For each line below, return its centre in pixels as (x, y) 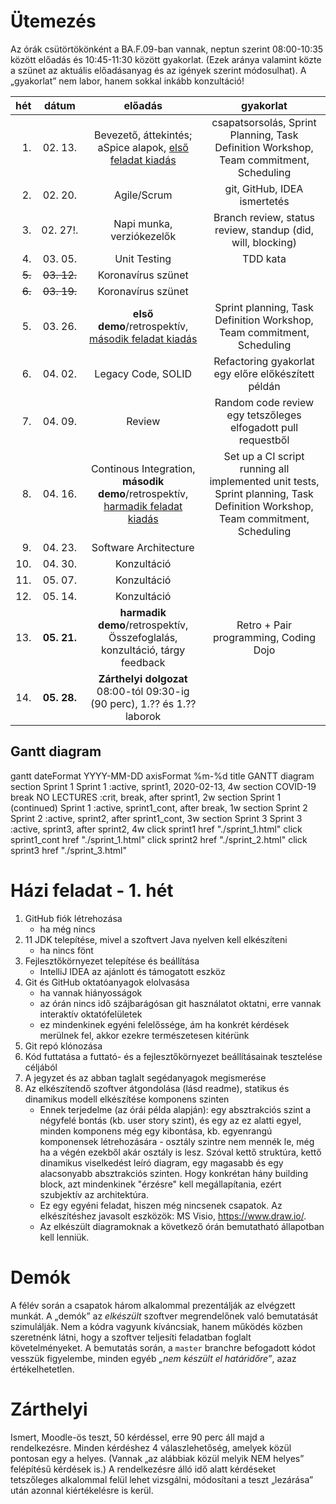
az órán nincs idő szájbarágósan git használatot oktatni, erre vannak (180, 1003)
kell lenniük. (64, 1237)
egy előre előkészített (264, 373)
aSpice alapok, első (143, 147)
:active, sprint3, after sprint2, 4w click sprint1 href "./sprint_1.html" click (156, 829)
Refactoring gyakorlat (264, 361)
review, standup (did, (264, 230)
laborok (143, 716)
